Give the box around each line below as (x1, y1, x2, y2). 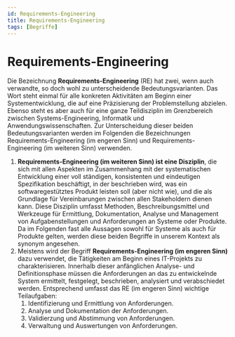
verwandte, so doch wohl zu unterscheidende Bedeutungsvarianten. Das (7, 84, 218, 93)
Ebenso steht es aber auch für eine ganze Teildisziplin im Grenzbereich (7, 107, 213, 115)
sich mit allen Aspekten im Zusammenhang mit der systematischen (17, 165, 211, 173)
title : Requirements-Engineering (7, 17, 105, 24)
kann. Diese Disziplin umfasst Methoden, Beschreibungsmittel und (17, 202, 210, 211)
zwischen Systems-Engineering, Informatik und (7, 114, 145, 123)
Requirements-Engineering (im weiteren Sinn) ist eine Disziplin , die (17, 157, 217, 166)
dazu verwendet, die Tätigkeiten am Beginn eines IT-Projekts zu (17, 254, 202, 263)
